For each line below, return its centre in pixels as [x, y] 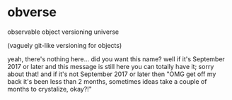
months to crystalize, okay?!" [50, 89]
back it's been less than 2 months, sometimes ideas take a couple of [107, 81]
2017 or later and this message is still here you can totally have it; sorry [111, 66]
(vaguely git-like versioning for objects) [65, 45]
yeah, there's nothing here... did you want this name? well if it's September [116, 59]
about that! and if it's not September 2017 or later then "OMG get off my [112, 74]
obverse [32, 12]
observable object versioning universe [63, 32]
